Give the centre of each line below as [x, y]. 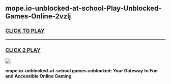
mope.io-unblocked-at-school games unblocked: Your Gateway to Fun [81, 70]
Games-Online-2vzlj [38, 17]
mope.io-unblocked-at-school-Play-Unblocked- [83, 8]
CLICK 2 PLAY [23, 50]
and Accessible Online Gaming [38, 76]
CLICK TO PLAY [25, 31]
